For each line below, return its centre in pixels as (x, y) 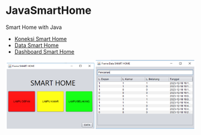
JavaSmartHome (48, 11)
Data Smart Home (36, 45)
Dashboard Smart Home (44, 51)
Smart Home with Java (34, 27)
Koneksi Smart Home (41, 39)
